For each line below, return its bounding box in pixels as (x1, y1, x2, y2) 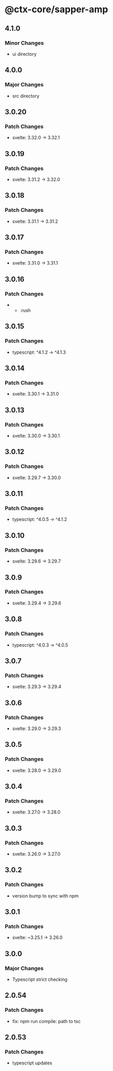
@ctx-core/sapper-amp (5, 4, 108, 15)
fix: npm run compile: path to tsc (12, 1018, 81, 1024)
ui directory (12, 51, 37, 57)
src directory (12, 93, 39, 99)
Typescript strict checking (12, 976, 67, 982)
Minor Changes (5, 39, 44, 47)
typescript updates (12, 1060, 52, 1066)
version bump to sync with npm (12, 892, 79, 899)
